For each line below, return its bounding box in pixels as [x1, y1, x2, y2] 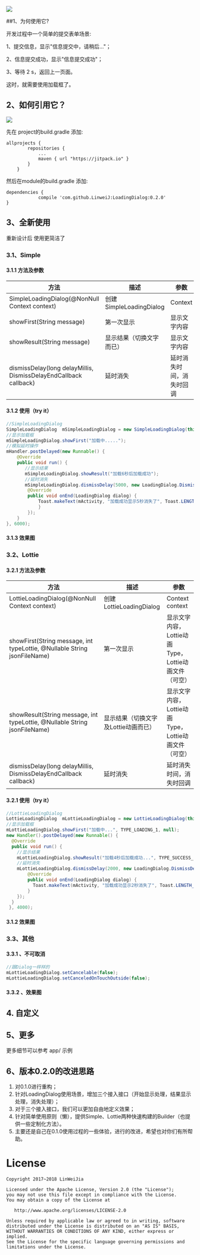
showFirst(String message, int [9, 637, 93, 645]
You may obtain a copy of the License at [6, 1197, 111, 1203]
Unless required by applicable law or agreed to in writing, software [6, 1218, 185, 1224]
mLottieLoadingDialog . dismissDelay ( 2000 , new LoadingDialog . [17, 865, 171, 872]
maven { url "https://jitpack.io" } [37, 156, 129, 162]
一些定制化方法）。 [20, 1120, 65, 1127]
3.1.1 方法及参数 [6, 267, 44, 274]
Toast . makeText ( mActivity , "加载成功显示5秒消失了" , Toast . [37, 499, 182, 505]
